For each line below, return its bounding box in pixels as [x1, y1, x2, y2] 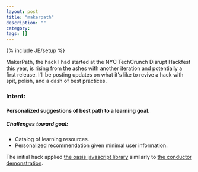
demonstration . [6, 160, 43, 167]
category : [6, 25, 31, 31]
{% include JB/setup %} [6, 47, 65, 54]
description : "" [6, 20, 46, 26]
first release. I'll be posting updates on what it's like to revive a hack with [6, 71, 184, 78]
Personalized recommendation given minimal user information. [14, 142, 168, 149]
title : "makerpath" [6, 14, 55, 20]
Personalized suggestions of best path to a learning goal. [6, 107, 150, 114]
